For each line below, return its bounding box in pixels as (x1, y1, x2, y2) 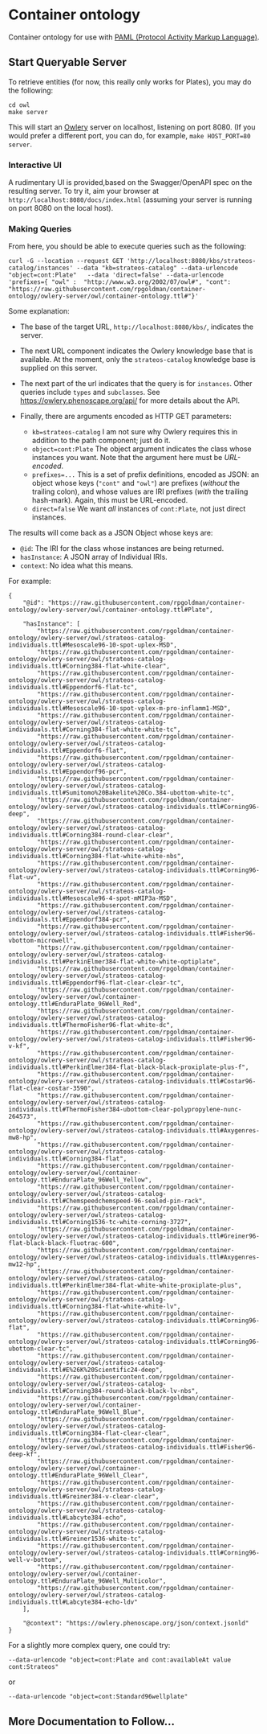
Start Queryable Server (8, 55, 127, 69)
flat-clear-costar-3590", (8, 1084, 95, 1093)
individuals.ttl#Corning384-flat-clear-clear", (8, 1429, 171, 1437)
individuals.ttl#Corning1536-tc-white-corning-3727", (8, 1218, 192, 1227)
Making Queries (8, 223, 72, 234)
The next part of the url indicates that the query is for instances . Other (19, 379, 253, 388)
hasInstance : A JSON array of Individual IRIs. (19, 553, 168, 562)
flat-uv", (8, 873, 42, 881)
